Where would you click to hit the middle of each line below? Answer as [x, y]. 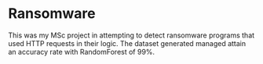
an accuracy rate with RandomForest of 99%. [82, 52]
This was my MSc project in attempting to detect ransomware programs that [131, 35]
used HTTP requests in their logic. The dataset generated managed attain [127, 43]
